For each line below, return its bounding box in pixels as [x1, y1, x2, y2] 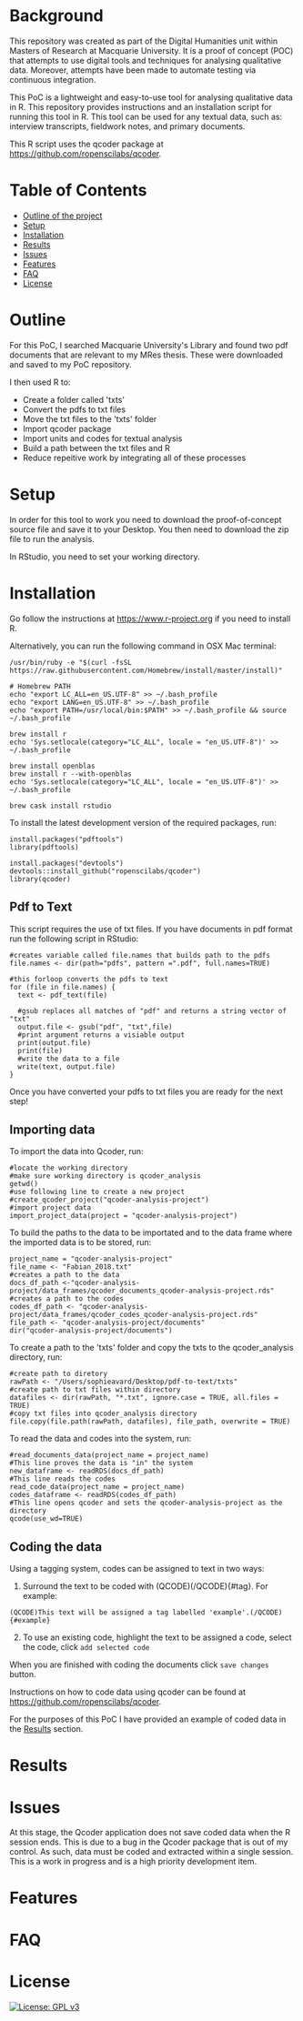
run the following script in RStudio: [9, 933, 139, 944]
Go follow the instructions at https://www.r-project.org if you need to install [9, 613, 291, 624]
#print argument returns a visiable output [17, 1030, 185, 1040]
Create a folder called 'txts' [22, 394, 126, 405]
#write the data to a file [17, 1054, 120, 1063]
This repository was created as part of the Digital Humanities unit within [9, 35, 278, 46]
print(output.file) [17, 1038, 92, 1047]
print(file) [17, 1046, 64, 1055]
